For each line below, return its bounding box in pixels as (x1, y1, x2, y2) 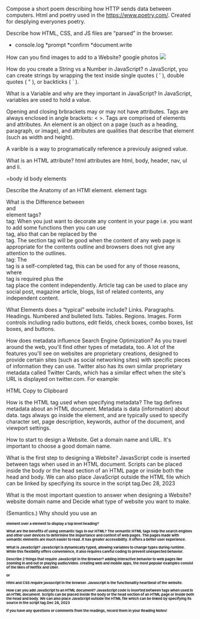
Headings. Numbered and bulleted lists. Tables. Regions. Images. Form (6, 313, 181, 319)
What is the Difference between (6, 198, 85, 206)
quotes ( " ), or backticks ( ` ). (6, 78, 79, 85)
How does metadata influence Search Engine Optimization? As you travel (6, 337, 187, 344)
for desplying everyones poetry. (6, 18, 85, 25)
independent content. (6, 295, 60, 301)
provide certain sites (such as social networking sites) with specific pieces (6, 356, 191, 363)
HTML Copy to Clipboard (6, 387, 68, 394)
